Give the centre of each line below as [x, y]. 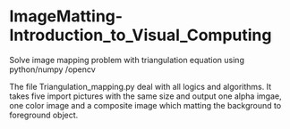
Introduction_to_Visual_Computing [141, 35]
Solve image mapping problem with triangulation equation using [127, 60]
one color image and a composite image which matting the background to [145, 105]
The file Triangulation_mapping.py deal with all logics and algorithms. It [140, 86]
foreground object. [44, 115]
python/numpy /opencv [52, 69]
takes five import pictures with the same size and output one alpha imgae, [145, 96]
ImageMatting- [66, 16]
